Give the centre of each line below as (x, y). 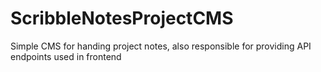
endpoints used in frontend (66, 56)
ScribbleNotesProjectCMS (122, 18)
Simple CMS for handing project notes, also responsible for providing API (161, 46)
